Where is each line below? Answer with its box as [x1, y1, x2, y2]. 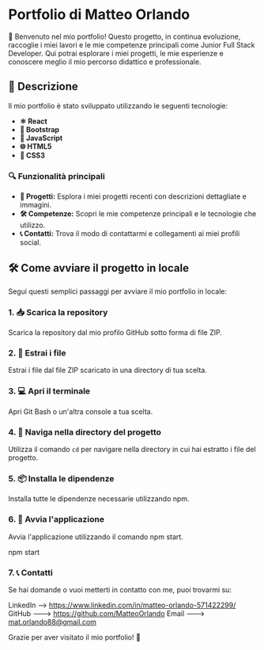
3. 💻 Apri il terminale [8, 386, 91, 397]
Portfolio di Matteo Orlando [8, 6, 190, 24]
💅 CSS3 [19, 150, 46, 160]
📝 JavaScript [19, 133, 63, 143]
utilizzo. [19, 220, 46, 230]
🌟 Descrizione [8, 80, 79, 93]
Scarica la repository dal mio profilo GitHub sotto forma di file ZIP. [8, 328, 223, 337]
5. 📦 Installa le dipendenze [8, 473, 115, 484]
